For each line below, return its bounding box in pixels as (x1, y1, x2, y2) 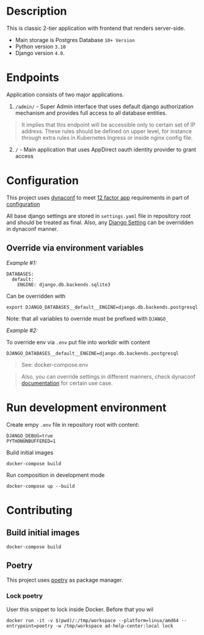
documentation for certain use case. (21, 379, 113, 386)
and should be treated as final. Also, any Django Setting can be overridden (6, 219, 194, 226)
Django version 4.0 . (15, 49, 65, 56)
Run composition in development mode (6, 471, 105, 479)
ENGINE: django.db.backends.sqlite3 (17, 281, 111, 288)
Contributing (6, 503, 73, 517)
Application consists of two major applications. (6, 90, 124, 98)
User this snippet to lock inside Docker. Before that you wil (6, 606, 154, 613)
